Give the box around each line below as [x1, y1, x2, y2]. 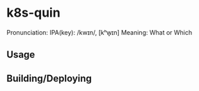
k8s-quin [6, 5, 61, 21]
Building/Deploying [6, 72, 92, 84]
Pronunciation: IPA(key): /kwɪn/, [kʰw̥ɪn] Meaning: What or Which [6, 28, 193, 36]
